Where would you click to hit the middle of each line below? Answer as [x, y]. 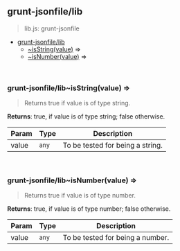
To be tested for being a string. [112, 146]
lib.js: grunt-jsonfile [52, 28]
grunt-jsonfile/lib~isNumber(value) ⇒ [72, 180]
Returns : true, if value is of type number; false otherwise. [89, 209]
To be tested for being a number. [116, 238]
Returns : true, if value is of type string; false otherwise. [86, 116]
